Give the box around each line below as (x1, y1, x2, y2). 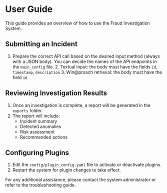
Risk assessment (19, 128, 55, 134)
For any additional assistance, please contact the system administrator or (5, 176, 156, 183)
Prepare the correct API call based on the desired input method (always (12, 53, 160, 59)
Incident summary (19, 118, 57, 124)
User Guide (5, 3, 53, 15)
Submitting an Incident (5, 40, 77, 48)
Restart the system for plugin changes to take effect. (12, 167, 121, 173)
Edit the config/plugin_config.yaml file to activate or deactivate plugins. (12, 161, 161, 168)
